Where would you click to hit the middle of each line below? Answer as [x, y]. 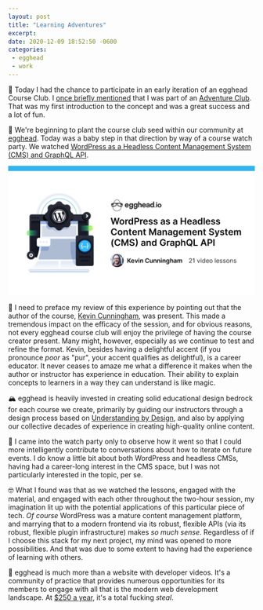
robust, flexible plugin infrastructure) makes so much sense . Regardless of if [131, 532]
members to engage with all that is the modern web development [113, 590]
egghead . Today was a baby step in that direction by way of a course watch [130, 138]
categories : [27, 50]
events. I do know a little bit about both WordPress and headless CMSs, [123, 458]
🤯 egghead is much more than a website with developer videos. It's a [119, 572]
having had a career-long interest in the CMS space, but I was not [114, 466]
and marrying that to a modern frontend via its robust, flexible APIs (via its [127, 524]
